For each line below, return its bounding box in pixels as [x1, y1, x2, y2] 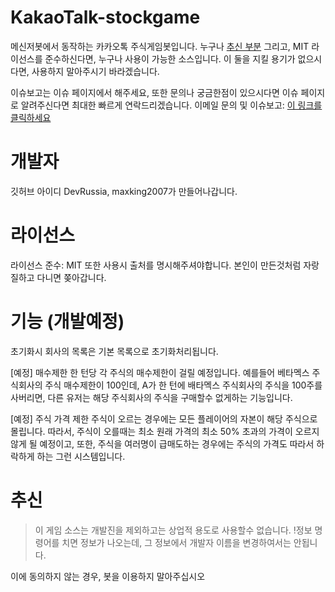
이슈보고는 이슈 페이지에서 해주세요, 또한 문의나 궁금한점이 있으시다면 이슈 [10, 86, 299, 98]
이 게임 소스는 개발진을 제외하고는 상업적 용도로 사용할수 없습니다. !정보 [34, 524, 313, 536]
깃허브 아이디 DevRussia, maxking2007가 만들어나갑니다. [10, 185, 238, 197]
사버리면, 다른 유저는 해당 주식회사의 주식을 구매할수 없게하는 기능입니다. [10, 391, 293, 403]
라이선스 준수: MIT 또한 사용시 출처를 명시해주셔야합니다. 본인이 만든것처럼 [10, 259, 302, 271]
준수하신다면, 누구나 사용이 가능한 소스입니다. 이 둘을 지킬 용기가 [44, 52, 296, 65]
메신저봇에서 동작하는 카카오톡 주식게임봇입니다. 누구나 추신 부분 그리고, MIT [10, 40, 310, 52]
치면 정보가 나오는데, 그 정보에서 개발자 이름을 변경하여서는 [61, 536, 292, 548]
